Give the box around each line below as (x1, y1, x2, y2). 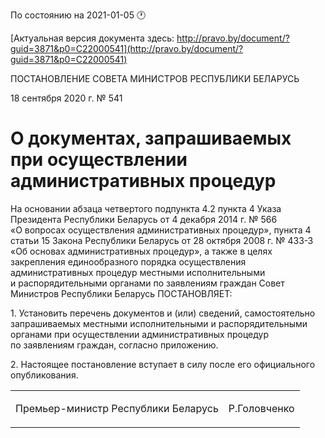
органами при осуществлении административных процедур (10, 328, 269, 340)
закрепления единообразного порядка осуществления (10, 255, 247, 268)
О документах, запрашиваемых (10, 127, 292, 150)
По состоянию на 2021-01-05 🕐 (10, 9, 147, 21)
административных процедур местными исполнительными (10, 266, 266, 278)
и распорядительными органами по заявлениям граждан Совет (10, 277, 285, 289)
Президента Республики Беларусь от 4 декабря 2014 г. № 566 (10, 213, 278, 225)
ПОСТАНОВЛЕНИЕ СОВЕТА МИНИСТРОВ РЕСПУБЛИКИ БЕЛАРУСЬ (10, 73, 300, 84)
